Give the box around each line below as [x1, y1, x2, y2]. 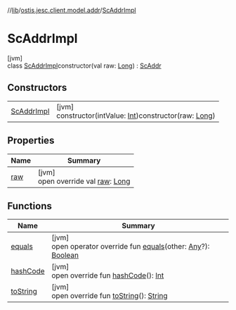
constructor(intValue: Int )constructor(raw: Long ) [55, 111, 216, 120]
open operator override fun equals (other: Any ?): [51, 242, 210, 252]
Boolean [51, 250, 79, 260]
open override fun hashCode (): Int [51, 271, 164, 280]
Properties [7, 135, 55, 147]
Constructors [7, 82, 67, 94]
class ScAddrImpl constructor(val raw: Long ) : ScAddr [7, 61, 162, 70]
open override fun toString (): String [51, 291, 168, 301]
